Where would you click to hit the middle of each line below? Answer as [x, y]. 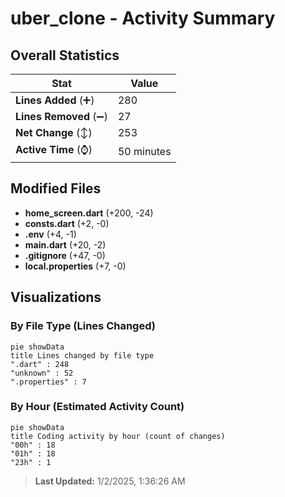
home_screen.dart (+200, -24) [89, 213]
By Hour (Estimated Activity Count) [97, 407]
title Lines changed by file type [82, 355]
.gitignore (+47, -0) [65, 255]
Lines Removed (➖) [61, 116]
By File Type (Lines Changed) [83, 326]
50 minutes [144, 151]
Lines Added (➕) [55, 100]
